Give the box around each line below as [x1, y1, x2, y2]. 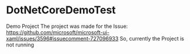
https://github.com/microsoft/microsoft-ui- [6, 28, 110, 35]
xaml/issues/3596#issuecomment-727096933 [6, 35, 119, 42]
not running [6, 41, 34, 48]
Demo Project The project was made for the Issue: [6, 23, 128, 30]
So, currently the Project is [119, 35, 184, 42]
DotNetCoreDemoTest [6, 3, 116, 17]
